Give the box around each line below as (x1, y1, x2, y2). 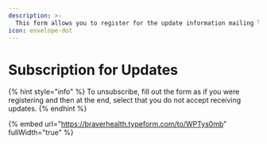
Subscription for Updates (8, 60, 179, 79)
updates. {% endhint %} (8, 104, 87, 114)
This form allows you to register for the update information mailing (15, 19, 254, 27)
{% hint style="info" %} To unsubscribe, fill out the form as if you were (8, 87, 240, 96)
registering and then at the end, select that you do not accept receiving (8, 95, 242, 105)
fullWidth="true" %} (8, 128, 74, 138)
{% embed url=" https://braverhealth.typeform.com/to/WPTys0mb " (8, 119, 227, 129)
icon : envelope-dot (8, 26, 73, 34)
